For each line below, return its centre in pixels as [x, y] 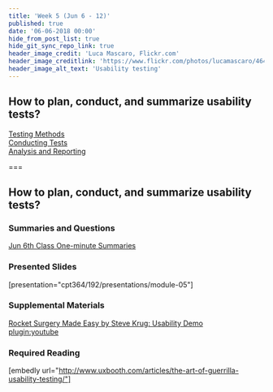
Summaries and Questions [62, 228]
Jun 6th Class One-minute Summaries [72, 246]
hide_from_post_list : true [54, 39]
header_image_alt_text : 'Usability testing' [85, 69]
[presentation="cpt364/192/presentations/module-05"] [101, 284]
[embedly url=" [34, 371]
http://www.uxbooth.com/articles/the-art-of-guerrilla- [149, 371]
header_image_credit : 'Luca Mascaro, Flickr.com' [94, 54]
